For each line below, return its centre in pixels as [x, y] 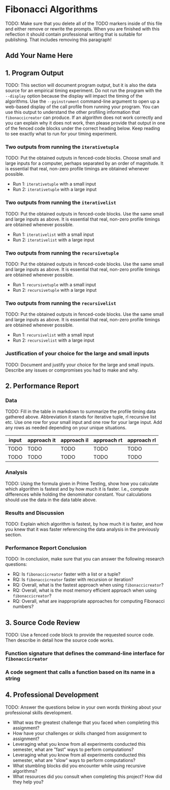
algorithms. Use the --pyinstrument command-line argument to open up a [82, 101]
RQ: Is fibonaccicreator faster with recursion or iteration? [73, 580]
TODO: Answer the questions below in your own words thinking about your [83, 707]
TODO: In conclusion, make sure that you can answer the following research [85, 559]
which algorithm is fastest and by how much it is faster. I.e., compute [77, 489]
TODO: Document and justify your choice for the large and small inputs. [80, 364]
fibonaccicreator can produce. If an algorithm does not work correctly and [84, 117]
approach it [41, 440]
